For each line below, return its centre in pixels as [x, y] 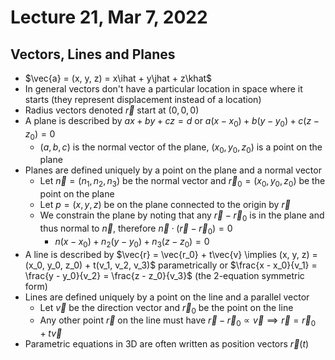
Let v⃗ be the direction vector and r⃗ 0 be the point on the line [166, 308]
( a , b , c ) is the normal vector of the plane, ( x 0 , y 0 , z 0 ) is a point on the [181, 148]
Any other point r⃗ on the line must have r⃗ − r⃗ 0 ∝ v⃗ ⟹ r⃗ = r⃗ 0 [178, 321]
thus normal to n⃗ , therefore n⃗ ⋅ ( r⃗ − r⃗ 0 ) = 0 [136, 229]
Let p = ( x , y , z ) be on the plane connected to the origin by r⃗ [165, 205]
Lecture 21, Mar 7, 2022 [109, 17]
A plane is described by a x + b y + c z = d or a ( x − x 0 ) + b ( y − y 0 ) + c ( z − [172, 122]
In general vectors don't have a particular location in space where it [163, 89]
